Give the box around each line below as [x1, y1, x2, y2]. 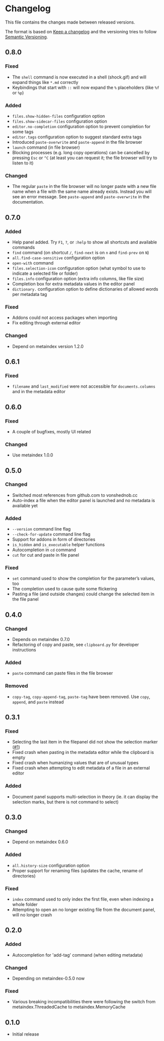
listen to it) [12, 160, 34, 166]
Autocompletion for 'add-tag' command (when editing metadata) [12, 952, 143, 958]
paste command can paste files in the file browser [12, 670, 113, 676]
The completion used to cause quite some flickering [12, 586, 117, 592]
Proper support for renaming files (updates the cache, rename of [12, 867, 143, 874]
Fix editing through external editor [12, 320, 81, 326]
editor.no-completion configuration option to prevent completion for [12, 123, 151, 129]
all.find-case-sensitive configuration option [12, 255, 105, 261]
